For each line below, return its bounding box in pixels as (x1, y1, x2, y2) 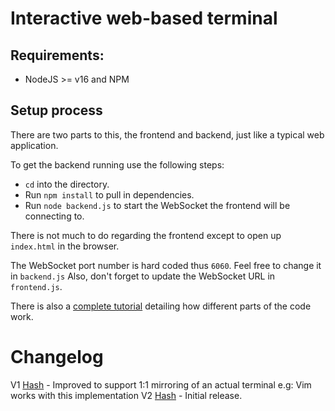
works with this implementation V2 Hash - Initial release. (10, 389, 243, 401)
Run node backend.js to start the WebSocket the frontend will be (24, 199, 291, 211)
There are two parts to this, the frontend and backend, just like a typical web (10, 128, 325, 141)
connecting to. (24, 210, 85, 222)
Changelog (10, 346, 104, 368)
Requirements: (10, 47, 105, 64)
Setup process (10, 102, 103, 119)
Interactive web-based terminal (10, 7, 278, 30)
